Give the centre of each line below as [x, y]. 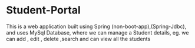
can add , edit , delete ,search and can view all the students [78, 39]
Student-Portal [43, 10]
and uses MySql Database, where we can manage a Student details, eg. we [97, 32]
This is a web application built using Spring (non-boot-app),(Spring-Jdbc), [96, 26]
